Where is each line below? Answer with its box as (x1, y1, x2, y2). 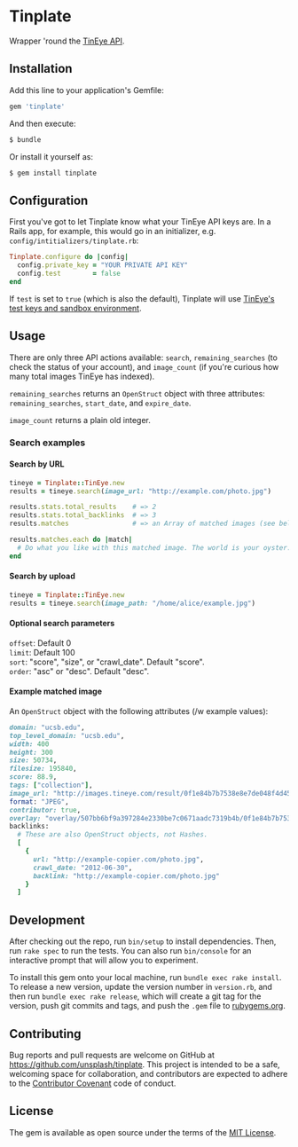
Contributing (9, 1026, 82, 1041)
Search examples (9, 436, 86, 449)
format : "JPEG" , (9, 797, 69, 806)
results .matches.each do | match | (9, 535, 133, 544)
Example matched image (9, 686, 102, 697)
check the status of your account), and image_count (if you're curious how (9, 361, 279, 372)
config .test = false (17, 269, 122, 278)
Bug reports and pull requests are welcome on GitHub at (9, 1049, 216, 1060)
